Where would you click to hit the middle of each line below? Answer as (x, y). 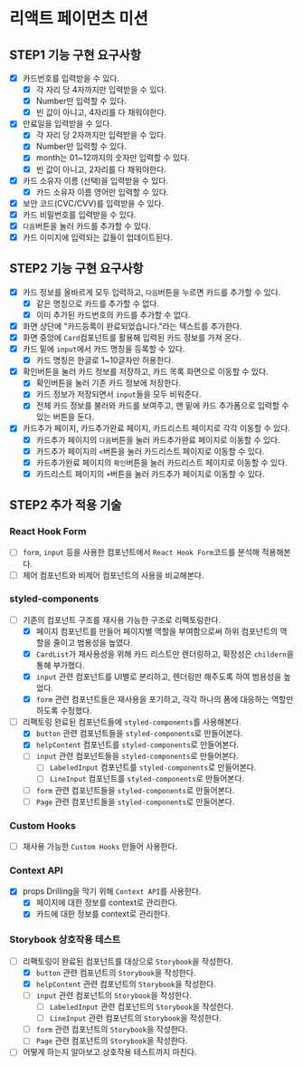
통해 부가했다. (60, 666)
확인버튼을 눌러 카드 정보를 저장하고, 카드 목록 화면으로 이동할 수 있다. (145, 371)
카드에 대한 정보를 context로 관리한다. (103, 914)
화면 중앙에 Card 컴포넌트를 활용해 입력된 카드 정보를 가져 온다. (132, 337)
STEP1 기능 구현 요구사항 (76, 55)
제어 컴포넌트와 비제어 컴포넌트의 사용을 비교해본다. (113, 575)
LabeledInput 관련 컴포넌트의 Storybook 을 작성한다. (142, 1007)
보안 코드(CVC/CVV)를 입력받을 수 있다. (93, 203)
